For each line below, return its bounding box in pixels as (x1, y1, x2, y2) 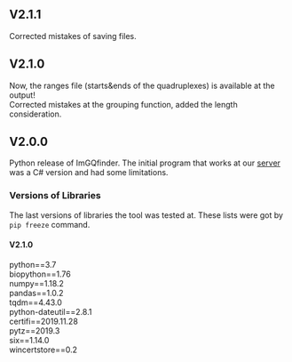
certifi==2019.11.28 (9, 316, 78, 326)
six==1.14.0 (9, 334, 50, 345)
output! (9, 89, 36, 101)
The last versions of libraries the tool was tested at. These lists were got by (9, 209, 284, 221)
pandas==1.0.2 (9, 287, 64, 298)
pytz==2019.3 (9, 325, 60, 336)
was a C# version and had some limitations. (9, 167, 169, 178)
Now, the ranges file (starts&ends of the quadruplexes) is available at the (9, 80, 275, 91)
